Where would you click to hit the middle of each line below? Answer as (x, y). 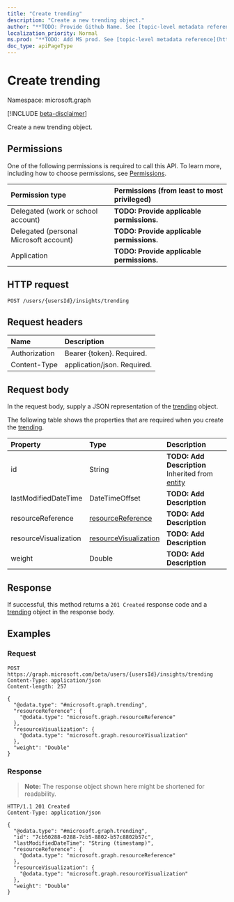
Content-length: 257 (37, 686)
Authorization (33, 353)
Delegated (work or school (54, 211)
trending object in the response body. (61, 612)
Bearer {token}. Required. (106, 353)
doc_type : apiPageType (40, 46)
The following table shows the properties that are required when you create (116, 420)
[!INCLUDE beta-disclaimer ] (47, 113)
